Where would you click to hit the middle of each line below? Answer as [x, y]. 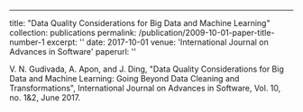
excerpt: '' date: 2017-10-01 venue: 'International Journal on [157, 42]
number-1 [27, 42]
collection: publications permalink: [73, 33]
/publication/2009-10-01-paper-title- [207, 33]
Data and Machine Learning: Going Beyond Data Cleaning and [124, 78]
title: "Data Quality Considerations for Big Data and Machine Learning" [140, 23]
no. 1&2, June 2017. [45, 98]
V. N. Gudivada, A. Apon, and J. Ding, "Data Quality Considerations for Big [147, 69]
